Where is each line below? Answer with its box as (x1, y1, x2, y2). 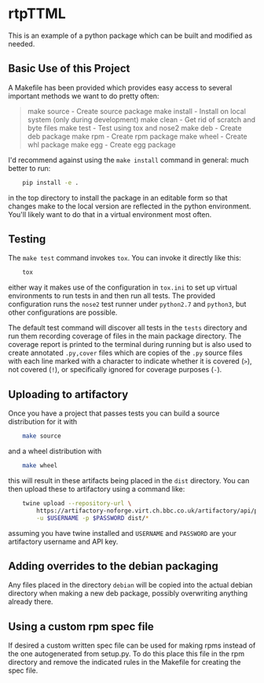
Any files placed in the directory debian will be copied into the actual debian (8, 580, 253, 590)
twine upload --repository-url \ (22, 499, 132, 508)
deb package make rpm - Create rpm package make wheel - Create (27, 131, 247, 141)
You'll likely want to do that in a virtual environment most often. (8, 209, 212, 219)
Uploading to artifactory (8, 387, 129, 401)
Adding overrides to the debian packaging (8, 559, 218, 573)
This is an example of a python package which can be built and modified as (8, 31, 253, 40)
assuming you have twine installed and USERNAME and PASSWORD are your (8, 528, 237, 537)
